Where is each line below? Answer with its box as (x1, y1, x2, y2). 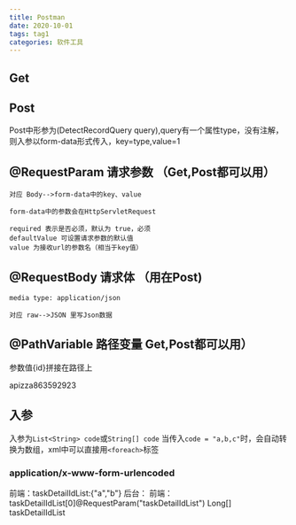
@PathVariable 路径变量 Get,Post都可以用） (9, 337, 253, 352)
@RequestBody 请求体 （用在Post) (9, 269, 203, 284)
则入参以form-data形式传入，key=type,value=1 (9, 136, 181, 147)
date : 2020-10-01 (9, 21, 74, 30)
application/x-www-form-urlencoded (9, 467, 175, 479)
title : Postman (9, 12, 66, 22)
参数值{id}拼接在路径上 (9, 362, 93, 373)
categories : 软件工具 (9, 37, 84, 47)
